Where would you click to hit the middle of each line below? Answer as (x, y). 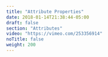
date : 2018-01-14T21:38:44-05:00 (48, 17)
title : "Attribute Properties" (45, 12)
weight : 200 (21, 45)
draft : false (22, 23)
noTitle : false (25, 39)
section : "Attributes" (34, 28)
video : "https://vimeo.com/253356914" (54, 34)
